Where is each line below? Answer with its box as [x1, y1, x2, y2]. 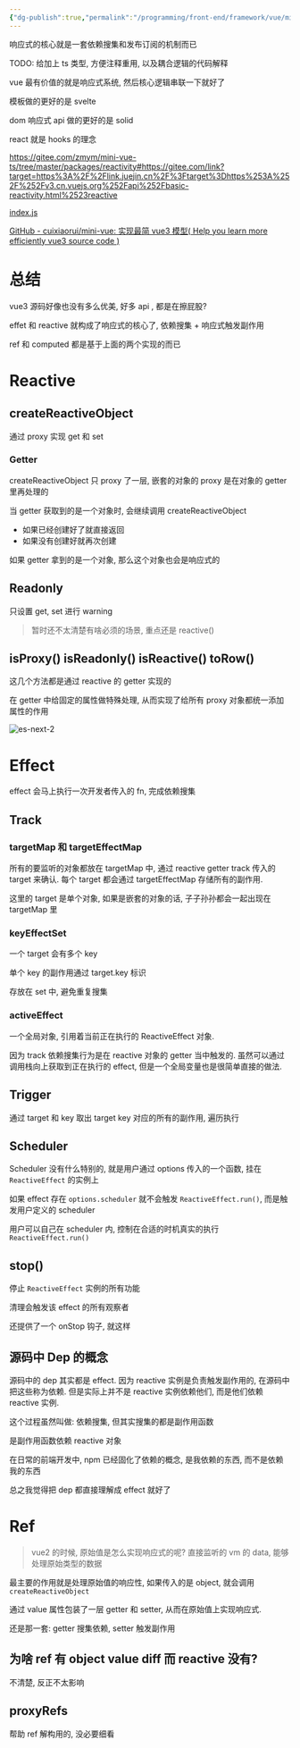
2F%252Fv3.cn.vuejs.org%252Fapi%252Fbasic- [9, 180, 189, 190]
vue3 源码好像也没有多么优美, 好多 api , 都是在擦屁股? [9, 300, 207, 311]
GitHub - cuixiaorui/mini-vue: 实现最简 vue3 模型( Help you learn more [9, 225, 268, 236]
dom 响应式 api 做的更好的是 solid [9, 114, 134, 125]
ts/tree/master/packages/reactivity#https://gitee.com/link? [9, 161, 225, 172]
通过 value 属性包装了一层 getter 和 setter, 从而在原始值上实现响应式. [9, 1603, 262, 1614]
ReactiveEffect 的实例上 [9, 1174, 100, 1185]
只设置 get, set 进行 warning [9, 605, 113, 617]
